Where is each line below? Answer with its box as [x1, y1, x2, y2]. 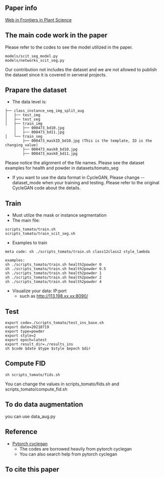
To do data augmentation [5, 401, 83, 409]
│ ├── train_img [5, 121, 43, 126]
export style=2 [5, 333, 36, 338]
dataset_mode [12, 180, 42, 186]
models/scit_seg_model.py [5, 53, 58, 58]
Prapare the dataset [5, 86, 67, 95]
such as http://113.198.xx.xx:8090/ [19, 293, 88, 299]
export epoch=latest [5, 338, 47, 343]
